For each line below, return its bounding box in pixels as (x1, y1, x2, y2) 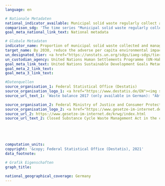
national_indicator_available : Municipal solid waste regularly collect (5, 21, 157, 26)
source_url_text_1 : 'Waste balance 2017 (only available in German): (5, 93, 151, 98)
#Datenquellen (5, 80, 34, 85)
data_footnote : (5, 151, 36, 156)
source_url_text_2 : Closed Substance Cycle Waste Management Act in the (5, 116, 157, 121)
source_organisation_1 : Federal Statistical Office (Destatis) (5, 84, 137, 89)
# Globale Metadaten (5, 39, 48, 44)
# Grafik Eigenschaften (5, 160, 54, 165)
